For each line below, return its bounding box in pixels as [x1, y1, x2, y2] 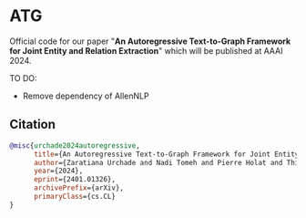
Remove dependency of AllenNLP [22, 90, 149, 101]
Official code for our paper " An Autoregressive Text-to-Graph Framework [9, 36, 291, 47]
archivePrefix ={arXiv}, [33, 183, 125, 192]
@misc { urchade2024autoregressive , [9, 140, 141, 151]
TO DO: [9, 72, 38, 83]
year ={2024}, [33, 166, 84, 176]
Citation [9, 117, 56, 132]
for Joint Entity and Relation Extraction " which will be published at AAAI [9, 45, 283, 56]
